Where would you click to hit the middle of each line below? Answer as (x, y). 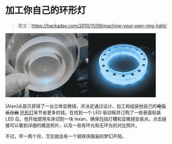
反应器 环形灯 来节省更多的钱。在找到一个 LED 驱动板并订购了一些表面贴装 (83, 112)
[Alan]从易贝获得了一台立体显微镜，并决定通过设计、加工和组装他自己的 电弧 (86, 106)
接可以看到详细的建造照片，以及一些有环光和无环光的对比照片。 (72, 125)
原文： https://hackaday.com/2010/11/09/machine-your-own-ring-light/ (92, 26)
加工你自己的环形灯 (46, 11)
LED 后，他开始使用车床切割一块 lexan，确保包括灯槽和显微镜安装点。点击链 (86, 119)
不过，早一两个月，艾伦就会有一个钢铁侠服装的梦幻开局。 (66, 136)
